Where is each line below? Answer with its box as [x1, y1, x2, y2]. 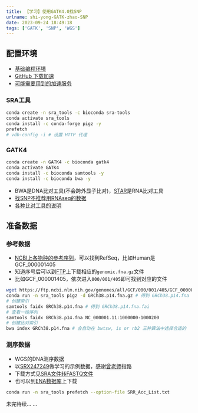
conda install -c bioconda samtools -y [6, 170, 104, 176]
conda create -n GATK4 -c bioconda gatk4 [6, 159, 110, 165]
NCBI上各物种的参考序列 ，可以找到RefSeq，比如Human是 [14, 254, 156, 261]
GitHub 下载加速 [14, 73, 54, 80]
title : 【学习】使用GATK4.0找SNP [6, 8, 82, 15]
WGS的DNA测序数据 [14, 355, 65, 362]
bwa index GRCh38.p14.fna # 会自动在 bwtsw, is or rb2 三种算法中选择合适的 [6, 326, 187, 332]
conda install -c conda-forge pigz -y [6, 121, 101, 127]
